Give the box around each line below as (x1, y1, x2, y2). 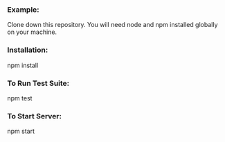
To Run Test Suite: (7, 78, 70, 88)
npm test (7, 94, 33, 102)
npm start (7, 127, 35, 136)
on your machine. (7, 28, 57, 36)
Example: (7, 5, 39, 15)
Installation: (7, 45, 48, 55)
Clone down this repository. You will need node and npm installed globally (7, 21, 218, 29)
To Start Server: (7, 111, 62, 121)
